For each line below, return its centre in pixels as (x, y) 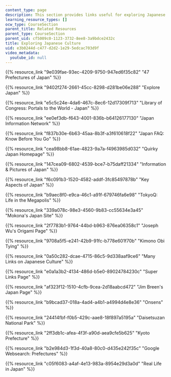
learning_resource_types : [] (36, 19)
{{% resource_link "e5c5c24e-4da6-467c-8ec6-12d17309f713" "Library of (84, 103)
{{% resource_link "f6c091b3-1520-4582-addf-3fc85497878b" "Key (77, 180)
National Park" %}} (25, 323)
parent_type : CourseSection (35, 34)
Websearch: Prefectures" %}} (36, 354)
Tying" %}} (17, 247)
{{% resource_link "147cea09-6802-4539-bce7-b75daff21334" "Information (86, 164)
